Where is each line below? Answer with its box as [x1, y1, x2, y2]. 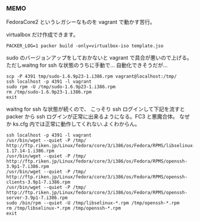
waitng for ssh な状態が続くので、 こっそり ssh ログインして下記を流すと [6, 105, 186, 113]
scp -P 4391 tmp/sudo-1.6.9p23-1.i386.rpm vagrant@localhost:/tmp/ [6, 73, 177, 80]
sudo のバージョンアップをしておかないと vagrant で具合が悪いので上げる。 [6, 54, 192, 61]
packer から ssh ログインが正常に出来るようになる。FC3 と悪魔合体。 [6, 113, 179, 120]
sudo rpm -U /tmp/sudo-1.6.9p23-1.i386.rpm [6, 84, 116, 90]
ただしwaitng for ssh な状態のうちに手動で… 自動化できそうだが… [6, 61, 168, 69]
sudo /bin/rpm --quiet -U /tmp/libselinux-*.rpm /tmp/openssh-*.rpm [6, 200, 180, 206]
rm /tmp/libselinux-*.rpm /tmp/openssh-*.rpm [6, 206, 121, 211]
